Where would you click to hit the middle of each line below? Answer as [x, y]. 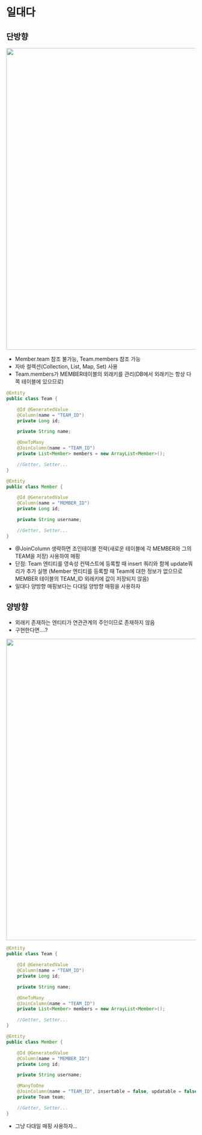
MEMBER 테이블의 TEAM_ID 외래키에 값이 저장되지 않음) [82, 578]
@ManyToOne [31, 1086]
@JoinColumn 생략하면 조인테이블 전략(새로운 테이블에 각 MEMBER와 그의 [103, 548]
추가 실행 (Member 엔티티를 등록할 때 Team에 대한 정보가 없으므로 [104, 571]
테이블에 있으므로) [43, 381]
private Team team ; [41, 1097]
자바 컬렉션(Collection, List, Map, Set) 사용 [66, 366]
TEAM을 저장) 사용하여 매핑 [47, 556]
